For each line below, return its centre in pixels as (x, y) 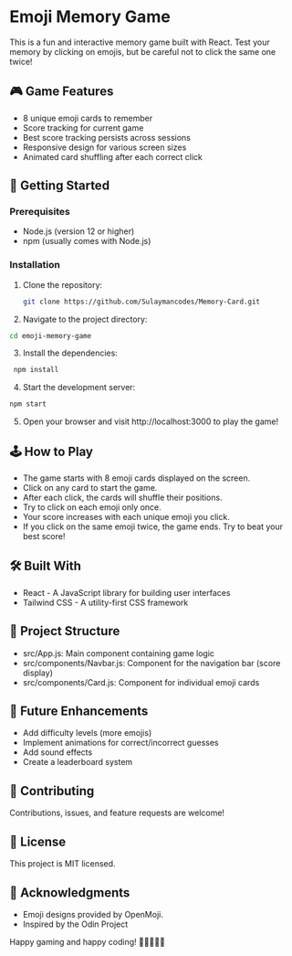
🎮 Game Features (62, 92)
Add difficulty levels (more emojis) (87, 733)
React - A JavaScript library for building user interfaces (126, 592)
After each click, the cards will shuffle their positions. (122, 498)
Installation (35, 265)
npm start (28, 404)
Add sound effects (57, 752)
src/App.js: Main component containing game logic (119, 653)
